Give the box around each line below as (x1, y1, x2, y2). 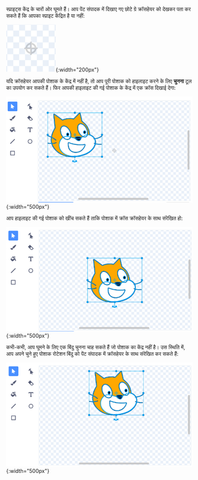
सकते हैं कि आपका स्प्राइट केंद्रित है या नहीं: (6, 12, 85, 19)
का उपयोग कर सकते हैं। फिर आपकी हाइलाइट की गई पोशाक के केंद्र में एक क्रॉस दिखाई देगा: (6, 85, 176, 91)
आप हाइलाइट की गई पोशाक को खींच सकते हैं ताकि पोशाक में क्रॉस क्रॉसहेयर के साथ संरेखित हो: (6, 215, 183, 222)
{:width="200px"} (56, 66, 99, 73)
